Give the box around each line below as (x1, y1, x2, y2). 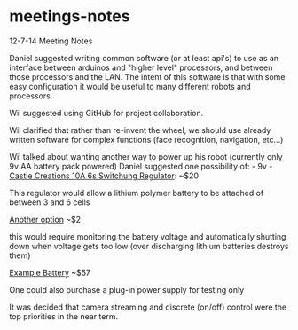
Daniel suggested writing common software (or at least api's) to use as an (9, 52, 279, 63)
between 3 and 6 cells (9, 197, 90, 208)
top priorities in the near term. (9, 310, 118, 321)
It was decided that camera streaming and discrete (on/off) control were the (9, 302, 287, 312)
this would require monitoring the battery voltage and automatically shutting (9, 231, 286, 241)
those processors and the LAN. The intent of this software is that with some (9, 71, 286, 82)
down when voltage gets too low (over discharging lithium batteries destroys (9, 240, 289, 251)
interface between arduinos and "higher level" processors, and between (9, 62, 273, 73)
